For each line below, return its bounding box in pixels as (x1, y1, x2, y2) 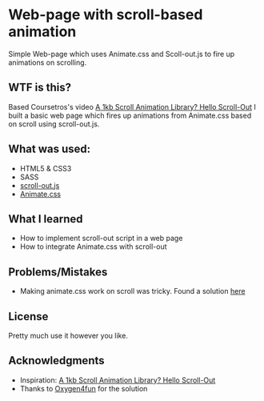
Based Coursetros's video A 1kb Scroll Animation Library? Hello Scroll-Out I (8, 102, 256, 111)
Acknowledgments (8, 354, 106, 367)
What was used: (8, 142, 91, 156)
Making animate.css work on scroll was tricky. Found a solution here (19, 287, 246, 296)
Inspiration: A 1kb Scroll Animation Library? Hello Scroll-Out (19, 375, 216, 385)
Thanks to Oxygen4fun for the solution (19, 383, 148, 393)
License (8, 310, 49, 323)
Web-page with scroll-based (8, 6, 203, 24)
